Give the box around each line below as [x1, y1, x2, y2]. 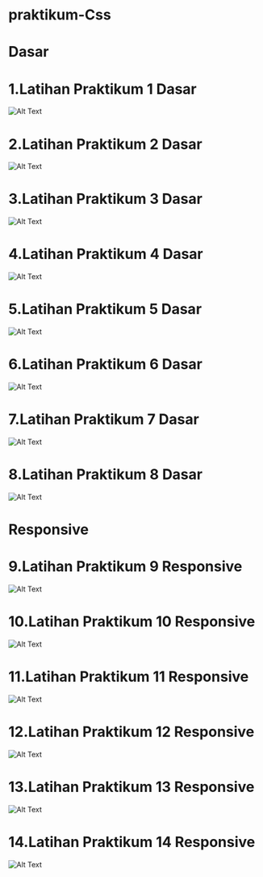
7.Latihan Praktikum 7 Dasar [8, 410, 199, 429]
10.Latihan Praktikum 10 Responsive [8, 612, 256, 631]
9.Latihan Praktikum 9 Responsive [8, 557, 243, 576]
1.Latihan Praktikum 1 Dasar [8, 79, 197, 98]
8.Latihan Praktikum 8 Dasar [8, 465, 203, 484]
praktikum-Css [8, 6, 111, 24]
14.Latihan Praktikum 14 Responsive [8, 833, 256, 851]
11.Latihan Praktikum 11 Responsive [8, 667, 249, 686]
